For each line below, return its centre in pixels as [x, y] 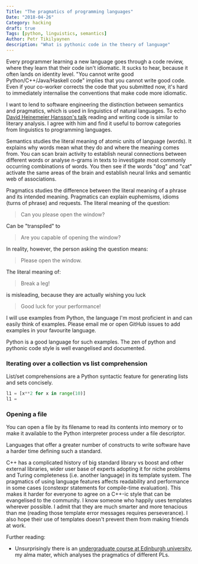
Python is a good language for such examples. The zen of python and [91, 342]
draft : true [21, 28]
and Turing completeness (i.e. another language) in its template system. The [99, 475]
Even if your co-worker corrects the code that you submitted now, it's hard [97, 86]
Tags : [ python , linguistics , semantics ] [57, 34]
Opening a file [27, 414]
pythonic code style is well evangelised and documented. [76, 348]
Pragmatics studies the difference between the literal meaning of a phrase [96, 190]
